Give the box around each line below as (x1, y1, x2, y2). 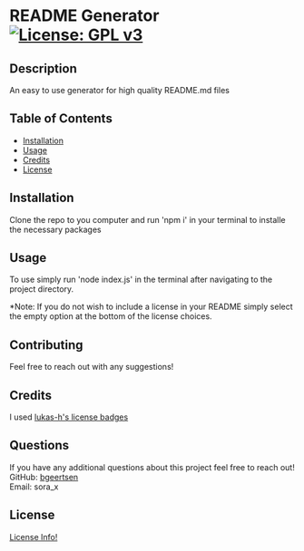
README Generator (9, 5, 160, 26)
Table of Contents (9, 111, 113, 127)
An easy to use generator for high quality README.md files (9, 85, 230, 95)
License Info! (9, 531, 58, 542)
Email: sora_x (9, 481, 59, 492)
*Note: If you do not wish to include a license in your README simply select (9, 301, 293, 313)
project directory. (9, 284, 74, 295)
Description (9, 61, 77, 76)
